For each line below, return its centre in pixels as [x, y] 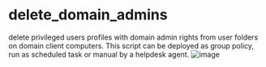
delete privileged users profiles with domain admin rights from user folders [133, 37]
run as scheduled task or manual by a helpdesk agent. [99, 54]
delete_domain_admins [88, 15]
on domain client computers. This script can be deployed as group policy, [131, 45]
